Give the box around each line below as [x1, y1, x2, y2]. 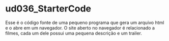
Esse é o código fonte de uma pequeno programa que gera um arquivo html [5, 19, 164, 25]
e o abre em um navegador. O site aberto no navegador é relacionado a [5, 24, 155, 30]
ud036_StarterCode [5, 3, 92, 14]
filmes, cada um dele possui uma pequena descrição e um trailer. [5, 30, 143, 36]
